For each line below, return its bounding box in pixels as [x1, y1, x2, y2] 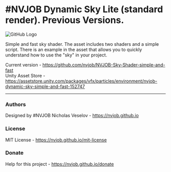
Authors [5, 101, 26, 108]
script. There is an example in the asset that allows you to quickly [5, 46, 142, 52]
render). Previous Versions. [5, 14, 124, 26]
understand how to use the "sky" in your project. [5, 52, 107, 58]
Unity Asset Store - [5, 72, 46, 78]
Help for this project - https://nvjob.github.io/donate [5, 161, 114, 167]
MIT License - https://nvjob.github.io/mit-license [5, 136, 107, 143]
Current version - [5, 62, 42, 68]
